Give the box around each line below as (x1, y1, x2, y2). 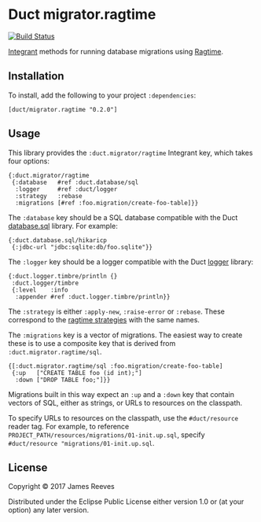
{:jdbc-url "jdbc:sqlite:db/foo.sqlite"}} (11, 243, 153, 251)
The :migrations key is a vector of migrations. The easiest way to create (8, 330, 243, 340)
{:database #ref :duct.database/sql (11, 178, 139, 186)
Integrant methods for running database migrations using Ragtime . (8, 46, 224, 56)
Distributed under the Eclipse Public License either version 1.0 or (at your (8, 497, 244, 506)
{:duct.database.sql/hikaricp (8, 236, 108, 244)
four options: (8, 156, 50, 166)
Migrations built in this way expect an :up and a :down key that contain (8, 389, 234, 399)
